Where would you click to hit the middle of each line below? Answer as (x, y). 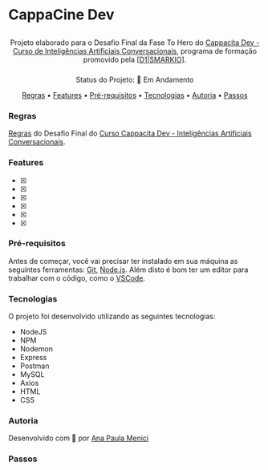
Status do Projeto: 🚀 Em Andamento (135, 79)
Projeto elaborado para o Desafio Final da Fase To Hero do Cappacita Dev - (135, 43)
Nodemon (37, 349)
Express (33, 358)
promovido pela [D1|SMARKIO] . (135, 59)
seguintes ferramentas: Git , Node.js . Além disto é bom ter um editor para (128, 269)
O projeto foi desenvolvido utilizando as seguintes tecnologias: (112, 316)
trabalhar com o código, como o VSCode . (77, 278)
